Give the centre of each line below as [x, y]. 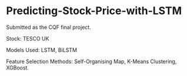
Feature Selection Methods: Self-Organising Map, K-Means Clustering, [91, 61]
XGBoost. [18, 67]
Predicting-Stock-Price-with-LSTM [94, 11]
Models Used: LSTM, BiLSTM [42, 50]
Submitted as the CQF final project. [49, 27]
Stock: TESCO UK [28, 38]
